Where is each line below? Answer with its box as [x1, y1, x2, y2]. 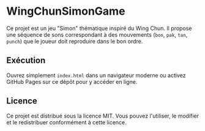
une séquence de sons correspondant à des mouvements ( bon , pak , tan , [6, 31, 188, 38]
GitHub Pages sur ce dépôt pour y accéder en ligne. [6, 78, 138, 85]
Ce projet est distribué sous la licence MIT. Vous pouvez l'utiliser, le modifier [6, 112, 199, 119]
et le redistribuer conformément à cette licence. [6, 118, 127, 126]
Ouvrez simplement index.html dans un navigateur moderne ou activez [6, 72, 186, 79]
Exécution [6, 55, 46, 65]
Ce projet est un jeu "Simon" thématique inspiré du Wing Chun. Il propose [6, 24, 192, 32]
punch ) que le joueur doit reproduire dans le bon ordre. [6, 37, 143, 45]
